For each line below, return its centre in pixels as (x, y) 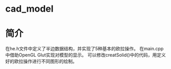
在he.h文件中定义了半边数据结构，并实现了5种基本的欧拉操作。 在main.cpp (84, 49)
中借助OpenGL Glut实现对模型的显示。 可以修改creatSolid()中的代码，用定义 (86, 55)
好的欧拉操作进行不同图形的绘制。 (41, 61)
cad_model (29, 9)
